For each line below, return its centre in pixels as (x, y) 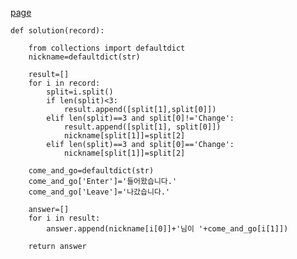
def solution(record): (57, 31)
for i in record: (64, 83)
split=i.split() (80, 92)
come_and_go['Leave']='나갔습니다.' (99, 192)
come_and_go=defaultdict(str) (91, 171)
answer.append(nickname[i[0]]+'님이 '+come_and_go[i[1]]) (167, 229)
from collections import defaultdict (107, 48)
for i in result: (64, 218)
